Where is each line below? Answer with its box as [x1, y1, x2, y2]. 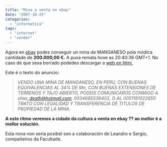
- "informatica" [10, 21, 44, 27]
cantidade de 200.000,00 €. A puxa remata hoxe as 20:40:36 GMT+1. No [5, 54, 158, 60]
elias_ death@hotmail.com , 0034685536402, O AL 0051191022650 [17, 95, 156, 101]
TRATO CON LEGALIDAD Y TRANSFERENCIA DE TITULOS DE [17, 100, 145, 106]
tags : [5, 26, 17, 31]
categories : [5, 17, 30, 22]
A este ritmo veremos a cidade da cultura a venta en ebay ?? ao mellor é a [5, 115, 162, 121]
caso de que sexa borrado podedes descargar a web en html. [5, 60, 133, 66]
